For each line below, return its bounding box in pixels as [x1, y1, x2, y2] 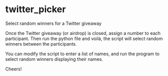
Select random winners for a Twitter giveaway [5, 20, 102, 26]
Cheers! [5, 66, 22, 72]
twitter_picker [5, 4, 66, 15]
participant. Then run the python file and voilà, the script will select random [5, 35, 163, 42]
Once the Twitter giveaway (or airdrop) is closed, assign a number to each [5, 30, 161, 36]
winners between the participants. [5, 41, 77, 47]
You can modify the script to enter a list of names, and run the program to [5, 51, 160, 57]
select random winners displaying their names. [5, 56, 103, 62]
